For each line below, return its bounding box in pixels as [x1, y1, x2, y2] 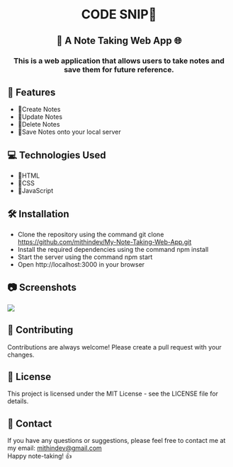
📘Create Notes [17, 105, 61, 114]
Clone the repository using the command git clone [17, 230, 164, 238]
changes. [7, 350, 35, 359]
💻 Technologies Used [7, 149, 106, 161]
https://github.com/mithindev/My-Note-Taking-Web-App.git [17, 237, 192, 246]
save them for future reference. [63, 64, 175, 74]
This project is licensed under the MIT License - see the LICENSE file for [7, 389, 218, 398]
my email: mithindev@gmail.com [7, 444, 103, 452]
